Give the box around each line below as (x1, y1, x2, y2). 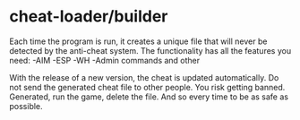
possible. (9, 100, 43, 111)
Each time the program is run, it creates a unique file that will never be (9, 36, 268, 47)
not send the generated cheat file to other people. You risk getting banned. (9, 81, 286, 92)
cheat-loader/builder (9, 6, 168, 27)
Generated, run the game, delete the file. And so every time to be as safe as (9, 91, 289, 102)
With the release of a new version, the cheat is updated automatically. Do (9, 72, 279, 82)
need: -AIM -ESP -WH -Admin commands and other (9, 55, 201, 65)
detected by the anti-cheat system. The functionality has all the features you (9, 45, 292, 56)
